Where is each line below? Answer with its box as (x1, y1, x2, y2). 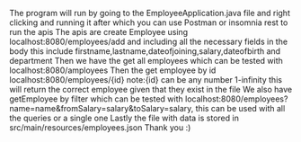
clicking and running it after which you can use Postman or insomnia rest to (9, 17, 288, 28)
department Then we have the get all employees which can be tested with (9, 56, 283, 66)
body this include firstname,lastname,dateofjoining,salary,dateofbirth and (9, 46, 281, 57)
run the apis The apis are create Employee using (9, 27, 189, 37)
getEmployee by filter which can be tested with (9, 93, 184, 104)
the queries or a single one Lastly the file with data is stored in (9, 112, 240, 123)
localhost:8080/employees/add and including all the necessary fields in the (9, 36, 288, 47)
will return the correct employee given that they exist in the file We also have (9, 84, 293, 94)
